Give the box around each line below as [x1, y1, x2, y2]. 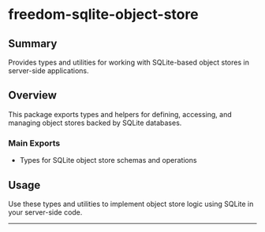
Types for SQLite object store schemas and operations [19, 156, 197, 165]
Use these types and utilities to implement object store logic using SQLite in [8, 199, 254, 208]
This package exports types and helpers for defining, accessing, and [8, 109, 233, 119]
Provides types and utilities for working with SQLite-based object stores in [8, 57, 250, 67]
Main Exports [8, 138, 61, 149]
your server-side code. [8, 207, 83, 217]
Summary [8, 37, 58, 50]
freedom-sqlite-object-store [8, 6, 199, 24]
